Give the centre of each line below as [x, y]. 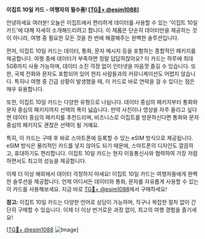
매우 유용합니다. [25, 89]
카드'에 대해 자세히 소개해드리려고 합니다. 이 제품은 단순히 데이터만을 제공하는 [99, 30]
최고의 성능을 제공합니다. [57, 161]
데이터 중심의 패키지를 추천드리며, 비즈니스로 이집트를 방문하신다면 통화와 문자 [106, 117]
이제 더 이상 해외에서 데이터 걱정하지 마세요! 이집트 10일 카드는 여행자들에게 [96, 174]
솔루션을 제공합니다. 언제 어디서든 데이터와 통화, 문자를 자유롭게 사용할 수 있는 [106, 182]
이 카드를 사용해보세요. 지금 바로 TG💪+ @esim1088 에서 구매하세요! [87, 189]
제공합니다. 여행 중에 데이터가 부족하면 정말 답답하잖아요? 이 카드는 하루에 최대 [100, 58]
